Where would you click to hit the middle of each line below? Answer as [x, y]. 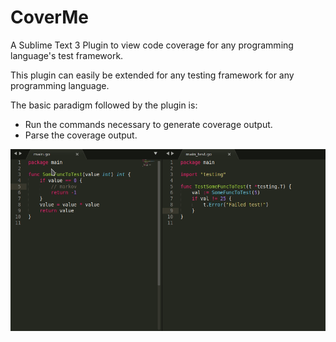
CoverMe [49, 17]
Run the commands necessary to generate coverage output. [148, 124]
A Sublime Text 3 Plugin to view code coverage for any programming [152, 45]
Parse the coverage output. [81, 135]
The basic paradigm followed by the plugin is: [104, 105]
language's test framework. [67, 55]
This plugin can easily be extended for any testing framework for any [152, 75]
